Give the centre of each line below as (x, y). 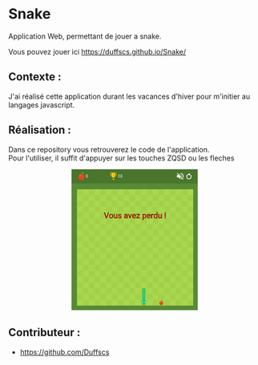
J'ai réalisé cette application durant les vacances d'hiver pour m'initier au (129, 96)
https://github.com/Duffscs (64, 352)
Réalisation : (40, 130)
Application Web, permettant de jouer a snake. (85, 36)
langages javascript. (42, 104)
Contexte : (35, 77)
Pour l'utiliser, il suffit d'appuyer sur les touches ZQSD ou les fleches (121, 158)
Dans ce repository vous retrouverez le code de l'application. (109, 149)
